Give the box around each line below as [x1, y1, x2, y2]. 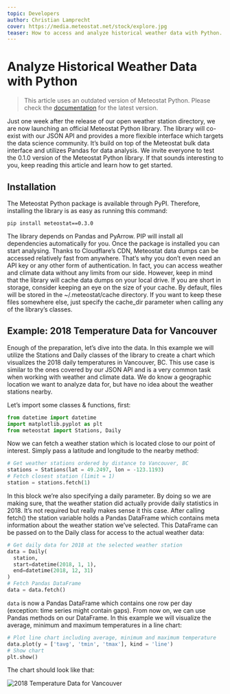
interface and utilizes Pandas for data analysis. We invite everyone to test [7, 146, 215, 155]
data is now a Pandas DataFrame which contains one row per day [7, 599, 192, 607]
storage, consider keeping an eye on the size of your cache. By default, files [7, 283, 223, 292]
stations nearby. [7, 387, 53, 396]
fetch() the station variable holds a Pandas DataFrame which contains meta [7, 513, 220, 522]
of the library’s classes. [7, 305, 73, 314]
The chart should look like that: [7, 666, 95, 674]
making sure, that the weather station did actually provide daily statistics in [7, 499, 218, 507]
